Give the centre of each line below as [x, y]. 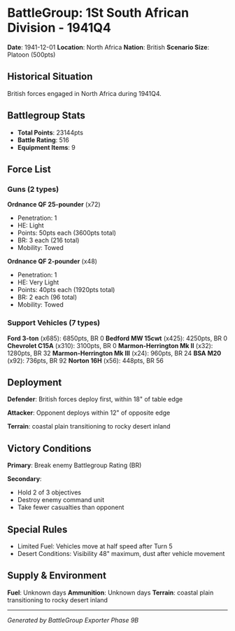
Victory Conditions [50, 449]
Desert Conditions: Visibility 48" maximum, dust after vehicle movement [121, 553]
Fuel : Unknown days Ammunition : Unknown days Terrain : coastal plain [111, 592]
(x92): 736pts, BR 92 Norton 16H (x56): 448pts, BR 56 [86, 360]
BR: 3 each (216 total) [48, 240]
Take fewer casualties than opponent [71, 507]
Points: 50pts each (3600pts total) [67, 233]
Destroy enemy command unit [61, 500]
